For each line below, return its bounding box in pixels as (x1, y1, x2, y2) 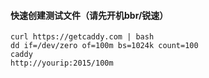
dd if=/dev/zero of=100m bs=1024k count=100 (10, 41, 199, 51)
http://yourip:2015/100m (10, 58, 114, 69)
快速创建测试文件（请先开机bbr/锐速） (10, 9, 169, 21)
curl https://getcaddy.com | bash (10, 32, 155, 42)
